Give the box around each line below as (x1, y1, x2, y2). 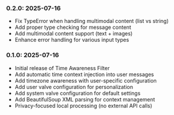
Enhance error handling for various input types (14, 37, 129, 44)
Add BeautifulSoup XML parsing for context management (14, 96, 156, 103)
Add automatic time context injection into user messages (14, 71, 154, 78)
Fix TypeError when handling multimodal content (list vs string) (14, 18, 169, 25)
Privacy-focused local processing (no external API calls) (14, 102, 153, 109)
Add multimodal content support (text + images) (14, 30, 133, 37)
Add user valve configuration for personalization (14, 83, 134, 90)
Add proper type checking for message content (14, 24, 132, 31)
